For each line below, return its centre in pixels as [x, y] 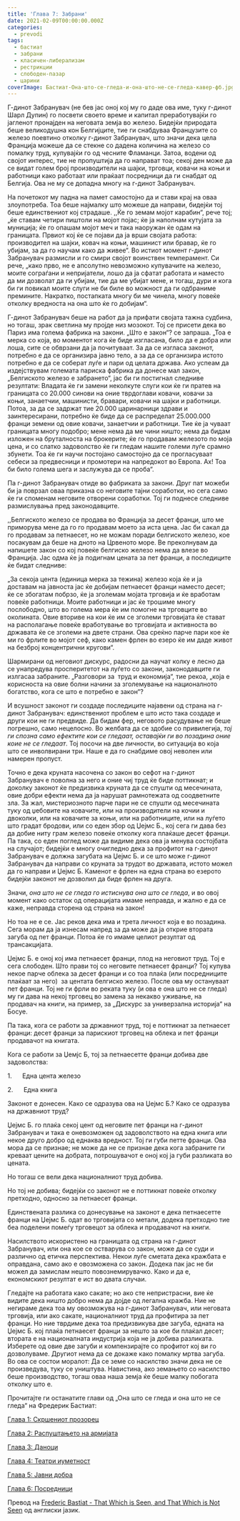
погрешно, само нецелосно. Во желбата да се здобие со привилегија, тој [120, 728]
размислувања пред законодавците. [64, 506]
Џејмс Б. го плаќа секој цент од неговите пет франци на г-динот [105, 1125]
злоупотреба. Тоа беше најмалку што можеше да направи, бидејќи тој [115, 205]
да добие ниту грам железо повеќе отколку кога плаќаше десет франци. [119, 833]
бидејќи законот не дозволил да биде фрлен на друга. [90, 879]
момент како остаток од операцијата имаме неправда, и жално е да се [117, 901]
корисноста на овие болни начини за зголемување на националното [112, 684]
